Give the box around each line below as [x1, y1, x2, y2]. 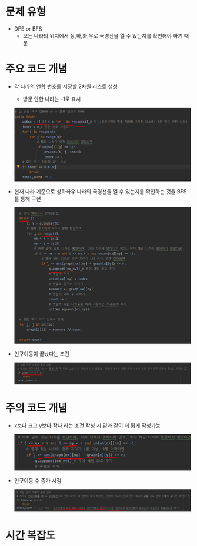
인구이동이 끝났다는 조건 [14, 350, 70, 357]
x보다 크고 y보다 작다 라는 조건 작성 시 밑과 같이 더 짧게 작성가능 [14, 421, 161, 429]
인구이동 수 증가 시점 [14, 477, 62, 484]
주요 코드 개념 [5, 62, 68, 76]
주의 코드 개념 [5, 401, 68, 414]
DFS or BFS [14, 25, 42, 32]
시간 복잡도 [5, 528, 56, 542]
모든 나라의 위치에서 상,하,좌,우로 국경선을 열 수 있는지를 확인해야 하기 [22, 32, 183, 39]
